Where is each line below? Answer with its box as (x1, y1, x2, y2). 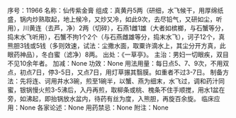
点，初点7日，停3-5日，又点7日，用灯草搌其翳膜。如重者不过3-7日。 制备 (7, 68, 223, 76)
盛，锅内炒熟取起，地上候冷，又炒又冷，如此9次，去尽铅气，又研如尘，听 (7, 15, 223, 23)
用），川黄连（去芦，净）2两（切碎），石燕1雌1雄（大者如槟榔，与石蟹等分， (7, 24, 227, 32)
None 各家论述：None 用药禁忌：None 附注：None (19, 103, 169, 112)
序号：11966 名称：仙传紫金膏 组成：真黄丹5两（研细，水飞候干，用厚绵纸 (7, 6, 224, 14)
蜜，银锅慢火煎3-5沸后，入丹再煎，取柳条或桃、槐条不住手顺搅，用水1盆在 (7, 85, 225, 94)
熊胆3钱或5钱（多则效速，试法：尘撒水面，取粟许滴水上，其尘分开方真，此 (7, 42, 226, 49)
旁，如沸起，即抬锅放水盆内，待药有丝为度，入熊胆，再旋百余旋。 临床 (7, 95, 214, 102)
